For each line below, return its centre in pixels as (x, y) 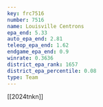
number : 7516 (26, 20)
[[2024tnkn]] (25, 97)
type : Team (23, 77)
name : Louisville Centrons (46, 26)
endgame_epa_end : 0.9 (38, 52)
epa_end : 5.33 (27, 33)
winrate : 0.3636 (30, 58)
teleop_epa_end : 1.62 (38, 45)
